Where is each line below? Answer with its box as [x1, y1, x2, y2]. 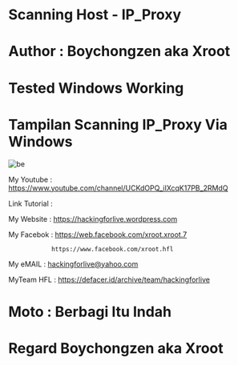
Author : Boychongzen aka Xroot [8, 42, 231, 61]
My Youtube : [8, 174, 53, 184]
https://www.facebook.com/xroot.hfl [50, 245, 174, 253]
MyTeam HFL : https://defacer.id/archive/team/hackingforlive [8, 275, 211, 284]
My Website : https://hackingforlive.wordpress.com [8, 214, 178, 223]
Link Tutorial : [8, 199, 54, 208]
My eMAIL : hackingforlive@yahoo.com [8, 259, 139, 269]
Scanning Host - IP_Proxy [8, 6, 182, 24]
